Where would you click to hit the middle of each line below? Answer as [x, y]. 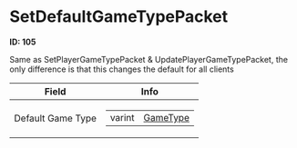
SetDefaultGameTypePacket [119, 17]
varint [122, 117]
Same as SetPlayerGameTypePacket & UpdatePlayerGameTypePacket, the [149, 59]
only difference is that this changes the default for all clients [122, 69]
